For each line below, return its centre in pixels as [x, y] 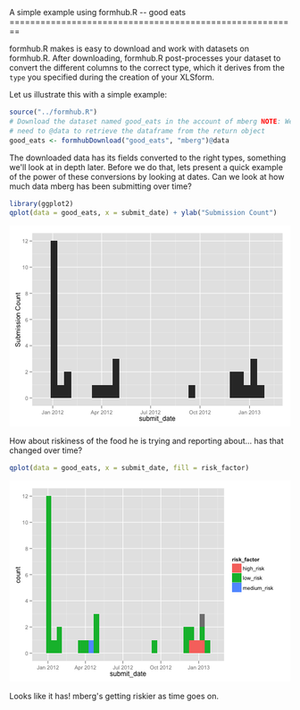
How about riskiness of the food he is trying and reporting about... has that [146, 441]
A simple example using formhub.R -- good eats [97, 12]
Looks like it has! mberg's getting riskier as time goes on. [114, 697]
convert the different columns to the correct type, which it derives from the [147, 68]
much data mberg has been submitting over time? [100, 186]
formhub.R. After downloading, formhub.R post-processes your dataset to [145, 58]
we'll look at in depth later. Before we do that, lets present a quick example [146, 167]
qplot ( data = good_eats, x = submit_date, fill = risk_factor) [129, 468]
